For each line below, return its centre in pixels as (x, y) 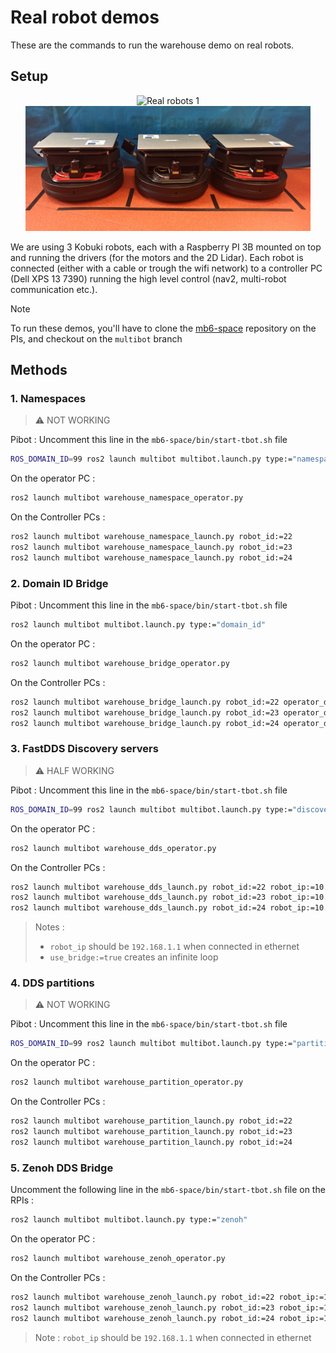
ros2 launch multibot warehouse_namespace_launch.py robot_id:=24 (151, 557)
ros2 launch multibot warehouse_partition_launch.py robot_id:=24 (151, 1142)
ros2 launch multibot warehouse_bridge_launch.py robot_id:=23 (145, 712)
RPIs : (22, 1200)
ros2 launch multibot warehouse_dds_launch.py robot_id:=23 (138, 897)
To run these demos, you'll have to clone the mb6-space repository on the (163, 328)
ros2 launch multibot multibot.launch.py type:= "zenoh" (129, 1220)
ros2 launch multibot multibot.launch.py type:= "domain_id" (138, 625)
